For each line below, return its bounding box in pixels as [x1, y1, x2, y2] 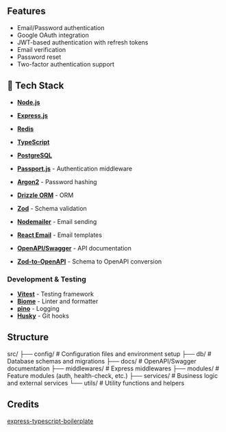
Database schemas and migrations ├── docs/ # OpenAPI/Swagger [7, 357, 197, 365]
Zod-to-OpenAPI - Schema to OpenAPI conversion [16, 257, 162, 266]
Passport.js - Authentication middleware [16, 164, 133, 173]
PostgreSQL [16, 151, 53, 160]
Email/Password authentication [16, 23, 105, 31]
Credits [7, 398, 40, 410]
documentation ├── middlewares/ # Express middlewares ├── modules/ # [7, 364, 219, 372]
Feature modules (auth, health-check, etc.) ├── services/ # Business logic [7, 371, 218, 379]
